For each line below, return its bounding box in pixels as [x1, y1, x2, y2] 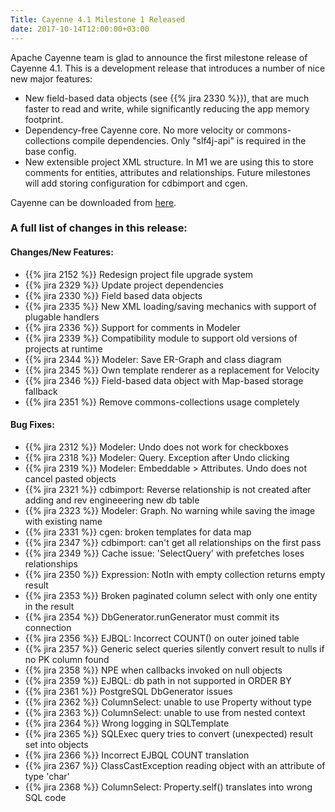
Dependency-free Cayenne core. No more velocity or [24, 124, 245, 136]
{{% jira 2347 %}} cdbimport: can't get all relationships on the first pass [24, 536, 322, 548]
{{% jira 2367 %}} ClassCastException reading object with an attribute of [24, 759, 326, 771]
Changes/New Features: [10, 246, 114, 258]
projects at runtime [24, 342, 103, 355]
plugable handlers [24, 311, 100, 323]
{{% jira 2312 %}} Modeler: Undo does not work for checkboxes [24, 441, 289, 453]
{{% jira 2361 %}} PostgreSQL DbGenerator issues [24, 685, 233, 697]
